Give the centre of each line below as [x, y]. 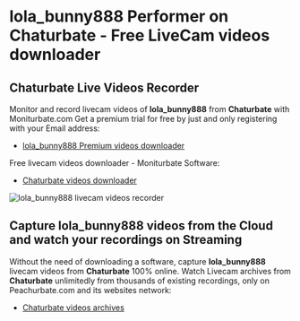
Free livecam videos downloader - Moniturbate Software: [115, 163]
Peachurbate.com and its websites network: [90, 290]
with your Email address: [55, 128]
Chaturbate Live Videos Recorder [104, 87]
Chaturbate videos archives [73, 308]
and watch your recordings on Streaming [126, 240]
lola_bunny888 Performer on [119, 17]
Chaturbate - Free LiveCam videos [140, 35]
